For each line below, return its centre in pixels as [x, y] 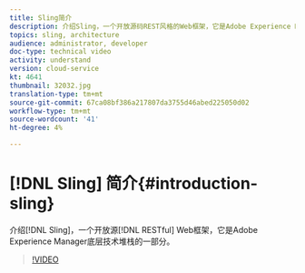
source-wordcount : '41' [54, 119]
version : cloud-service [54, 69]
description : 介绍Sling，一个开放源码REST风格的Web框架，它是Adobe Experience [150, 26]
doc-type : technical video [60, 52]
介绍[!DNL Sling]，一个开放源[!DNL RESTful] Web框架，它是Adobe [134, 229]
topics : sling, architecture [64, 35]
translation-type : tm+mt [56, 94]
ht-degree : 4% [36, 128]
